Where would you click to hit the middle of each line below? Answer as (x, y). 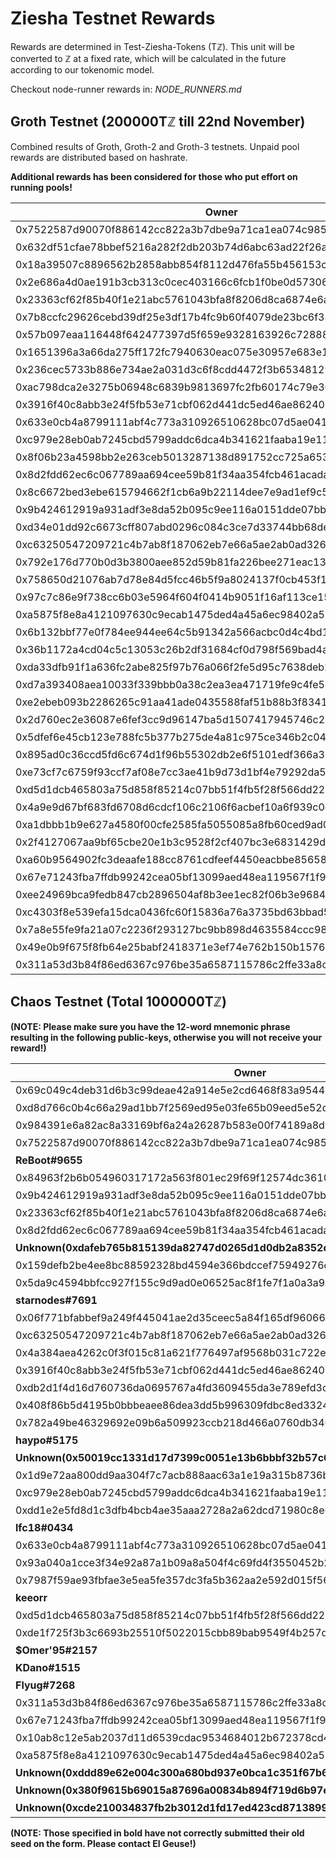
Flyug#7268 (45, 1685)
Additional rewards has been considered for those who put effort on (154, 176)
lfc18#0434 (44, 1527)
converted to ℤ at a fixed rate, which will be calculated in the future (148, 58)
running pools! (41, 187)
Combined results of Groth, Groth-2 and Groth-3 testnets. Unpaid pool (155, 146)
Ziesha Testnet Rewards (113, 18)
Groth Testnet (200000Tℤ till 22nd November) (158, 122)
